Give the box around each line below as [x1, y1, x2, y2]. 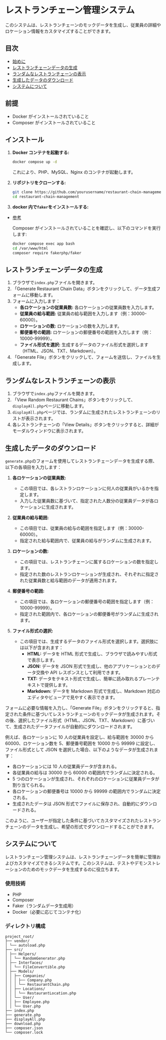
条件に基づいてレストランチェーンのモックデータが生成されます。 [22, 711, 157, 717]
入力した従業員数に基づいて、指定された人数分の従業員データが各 [19, 498, 155, 504]
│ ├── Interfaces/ [5, 960, 43, 965]
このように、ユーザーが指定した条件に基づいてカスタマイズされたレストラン [5, 818, 161, 824]
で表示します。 [27, 657, 57, 663]
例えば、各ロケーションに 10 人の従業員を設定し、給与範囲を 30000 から [5, 734, 154, 740]
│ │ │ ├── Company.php [5, 978, 52, 983]
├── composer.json [5, 1026, 43, 1031]
